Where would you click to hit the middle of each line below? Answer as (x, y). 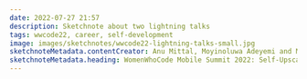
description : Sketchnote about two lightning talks (110, 26)
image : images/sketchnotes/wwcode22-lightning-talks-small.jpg (132, 43)
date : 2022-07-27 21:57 (55, 18)
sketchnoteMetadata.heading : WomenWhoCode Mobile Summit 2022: (132, 60)
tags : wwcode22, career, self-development (91, 35)
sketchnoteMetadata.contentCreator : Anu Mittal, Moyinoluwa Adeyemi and (151, 52)
